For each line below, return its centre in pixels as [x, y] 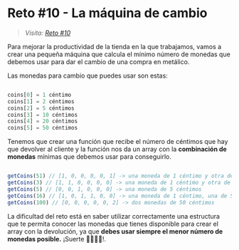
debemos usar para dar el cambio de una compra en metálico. [99, 61]
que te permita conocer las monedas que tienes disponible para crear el [113, 224]
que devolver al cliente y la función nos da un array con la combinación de [117, 149]
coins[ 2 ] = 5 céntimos [41, 108]
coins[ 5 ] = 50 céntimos [43, 128]
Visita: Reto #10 [48, 33]
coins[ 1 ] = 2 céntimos [41, 101]
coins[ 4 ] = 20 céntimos [43, 121]
